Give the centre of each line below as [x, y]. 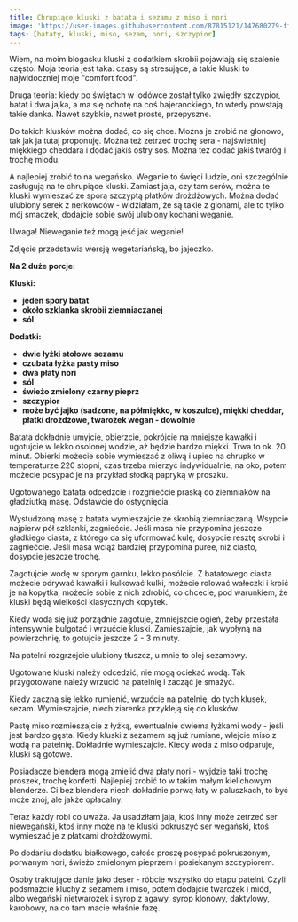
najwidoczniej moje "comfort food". [74, 78]
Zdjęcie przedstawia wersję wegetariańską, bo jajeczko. [112, 249]
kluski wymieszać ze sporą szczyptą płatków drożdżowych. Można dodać [144, 195]
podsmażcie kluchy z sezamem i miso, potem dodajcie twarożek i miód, [140, 889]
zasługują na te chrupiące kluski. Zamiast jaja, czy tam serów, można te [140, 187]
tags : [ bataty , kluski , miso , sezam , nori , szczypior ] [113, 34]
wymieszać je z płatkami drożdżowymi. [81, 836]
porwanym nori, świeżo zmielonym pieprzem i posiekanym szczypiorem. [142, 862]
